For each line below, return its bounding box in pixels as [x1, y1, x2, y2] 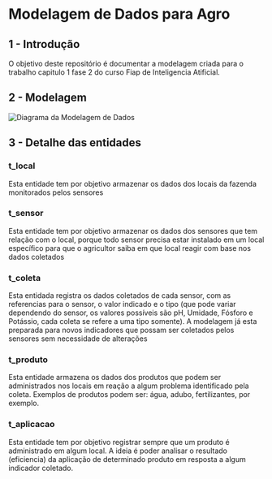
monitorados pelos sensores [8, 188, 104, 197]
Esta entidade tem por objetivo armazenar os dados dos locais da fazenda [8, 179, 257, 188]
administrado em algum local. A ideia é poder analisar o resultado [8, 446, 228, 455]
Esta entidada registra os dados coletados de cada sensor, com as [8, 291, 231, 300]
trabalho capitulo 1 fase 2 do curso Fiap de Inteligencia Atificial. [8, 67, 221, 77]
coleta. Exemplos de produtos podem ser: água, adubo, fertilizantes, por [8, 390, 251, 399]
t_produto [8, 354, 49, 365]
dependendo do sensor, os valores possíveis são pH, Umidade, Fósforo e [8, 308, 253, 317]
